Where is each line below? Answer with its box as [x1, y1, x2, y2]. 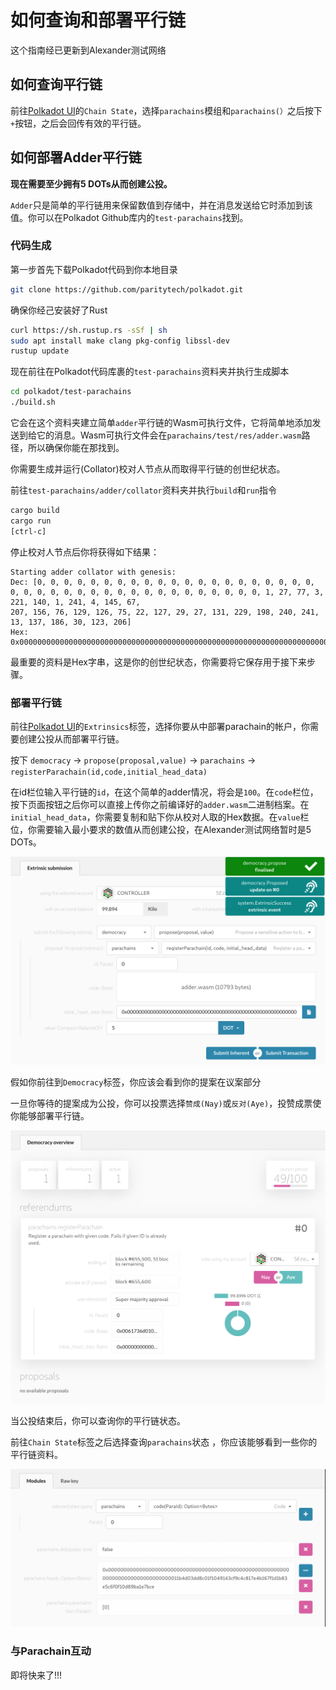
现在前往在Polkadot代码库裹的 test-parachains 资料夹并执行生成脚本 [10, 366, 290, 378]
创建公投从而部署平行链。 [18, 733, 125, 745]
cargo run [10, 516, 52, 526]
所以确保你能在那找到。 [27, 442, 125, 454]
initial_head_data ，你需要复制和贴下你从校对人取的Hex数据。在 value [10, 811, 301, 823]
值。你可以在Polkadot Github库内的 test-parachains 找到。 [10, 211, 249, 223]
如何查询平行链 [10, 76, 103, 93]
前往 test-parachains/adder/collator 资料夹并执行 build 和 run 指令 [10, 484, 278, 496]
